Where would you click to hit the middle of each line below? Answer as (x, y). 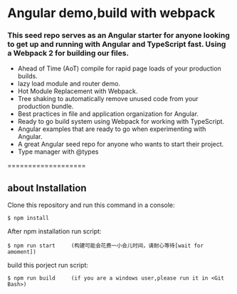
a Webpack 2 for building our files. (68, 53)
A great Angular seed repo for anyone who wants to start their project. (121, 145)
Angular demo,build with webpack (111, 13)
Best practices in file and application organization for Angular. (108, 114)
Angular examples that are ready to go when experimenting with (112, 129)
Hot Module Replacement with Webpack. (78, 91)
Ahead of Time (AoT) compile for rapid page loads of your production (120, 68)
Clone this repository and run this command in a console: (91, 205)
